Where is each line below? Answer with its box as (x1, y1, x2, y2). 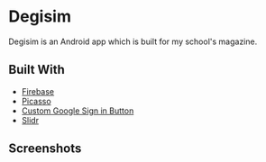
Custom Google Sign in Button (21, 105, 134, 116)
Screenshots (8, 141, 82, 157)
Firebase (21, 85, 55, 96)
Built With (8, 62, 65, 77)
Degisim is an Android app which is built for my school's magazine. (8, 36, 258, 47)
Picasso (21, 95, 51, 106)
